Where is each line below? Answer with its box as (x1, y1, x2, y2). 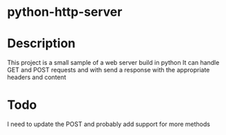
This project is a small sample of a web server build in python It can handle (7, 59, 220, 67)
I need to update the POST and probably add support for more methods (7, 120, 210, 128)
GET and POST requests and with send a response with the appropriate (7, 66, 210, 74)
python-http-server (7, 4, 123, 20)
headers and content (7, 73, 67, 81)
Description (7, 36, 76, 52)
